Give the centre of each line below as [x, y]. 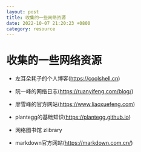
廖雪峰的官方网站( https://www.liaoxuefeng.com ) [75, 104]
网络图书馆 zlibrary [38, 130]
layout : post [23, 12]
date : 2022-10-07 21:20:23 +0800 [48, 23]
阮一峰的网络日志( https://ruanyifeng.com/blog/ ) [74, 91]
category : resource [31, 29]
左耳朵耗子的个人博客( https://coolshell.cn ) [67, 79]
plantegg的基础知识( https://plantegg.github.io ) [73, 117]
